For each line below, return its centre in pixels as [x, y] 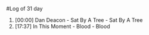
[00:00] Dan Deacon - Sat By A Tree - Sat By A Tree [79, 20]
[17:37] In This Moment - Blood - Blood [62, 26]
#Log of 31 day [24, 9]
